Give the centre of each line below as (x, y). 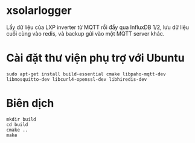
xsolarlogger (39, 11)
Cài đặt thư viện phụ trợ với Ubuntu (96, 58)
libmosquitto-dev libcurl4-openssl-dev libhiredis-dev (77, 79)
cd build (17, 124)
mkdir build (21, 119)
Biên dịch (30, 103)
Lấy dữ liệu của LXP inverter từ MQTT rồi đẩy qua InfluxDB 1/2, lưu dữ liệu (97, 27)
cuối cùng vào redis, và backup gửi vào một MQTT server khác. (85, 33)
